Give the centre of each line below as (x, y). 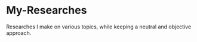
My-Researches (47, 10)
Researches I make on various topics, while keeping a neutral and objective (99, 27)
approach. (19, 33)
